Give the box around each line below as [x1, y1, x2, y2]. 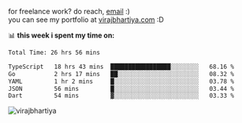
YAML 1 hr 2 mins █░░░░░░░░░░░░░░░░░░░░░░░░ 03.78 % [8, 78, 235, 85]
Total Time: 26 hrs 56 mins [8, 49, 101, 56]
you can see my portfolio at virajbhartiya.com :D [8, 15, 164, 24]
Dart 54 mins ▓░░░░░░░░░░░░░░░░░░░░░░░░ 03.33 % [8, 92, 235, 100]
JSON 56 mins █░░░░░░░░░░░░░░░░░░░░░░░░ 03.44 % [8, 85, 235, 92]
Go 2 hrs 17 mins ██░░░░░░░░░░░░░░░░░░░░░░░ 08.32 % [8, 70, 235, 78]
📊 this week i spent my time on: [8, 31, 115, 40]
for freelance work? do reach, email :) [8, 7, 130, 16]
